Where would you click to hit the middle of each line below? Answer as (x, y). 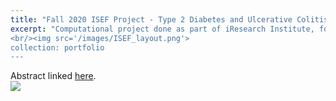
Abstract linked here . (53, 76)
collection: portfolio (57, 47)
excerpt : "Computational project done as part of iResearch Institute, (162, 29)
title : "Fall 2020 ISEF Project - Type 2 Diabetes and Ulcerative (151, 19)
